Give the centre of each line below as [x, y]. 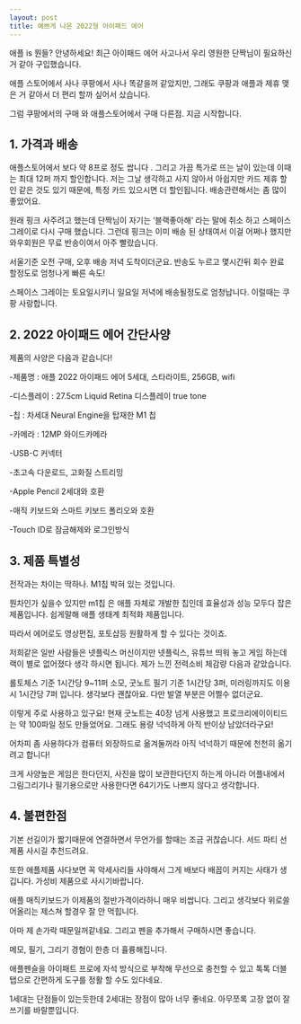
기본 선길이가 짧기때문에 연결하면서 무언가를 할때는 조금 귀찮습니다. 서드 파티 [144, 839]
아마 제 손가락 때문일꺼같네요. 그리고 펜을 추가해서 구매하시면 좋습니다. [133, 930]
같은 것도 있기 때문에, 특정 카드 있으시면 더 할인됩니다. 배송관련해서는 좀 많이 [153, 190]
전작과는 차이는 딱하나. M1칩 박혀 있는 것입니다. [92, 584]
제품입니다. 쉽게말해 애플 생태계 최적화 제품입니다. [97, 614]
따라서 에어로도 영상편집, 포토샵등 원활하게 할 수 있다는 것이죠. [118, 633]
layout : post [34, 18]
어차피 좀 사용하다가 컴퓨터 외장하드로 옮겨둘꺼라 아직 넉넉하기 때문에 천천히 [142, 743]
